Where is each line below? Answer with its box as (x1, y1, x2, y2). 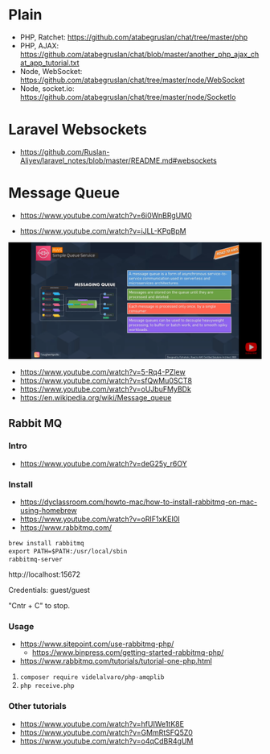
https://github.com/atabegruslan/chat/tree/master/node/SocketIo (19, 92, 236, 101)
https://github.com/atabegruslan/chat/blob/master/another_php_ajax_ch (19, 49, 260, 59)
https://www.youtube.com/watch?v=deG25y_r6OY (19, 458, 187, 468)
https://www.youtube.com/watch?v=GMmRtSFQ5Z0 (19, 727, 193, 737)
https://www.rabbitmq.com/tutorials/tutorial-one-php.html (19, 657, 213, 666)
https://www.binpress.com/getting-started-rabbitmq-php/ (31, 648, 224, 657)
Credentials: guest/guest (8, 586, 91, 595)
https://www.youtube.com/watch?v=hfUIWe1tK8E (19, 719, 185, 728)
